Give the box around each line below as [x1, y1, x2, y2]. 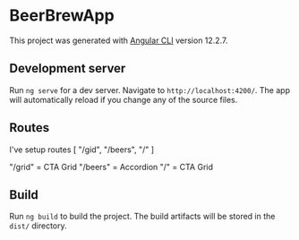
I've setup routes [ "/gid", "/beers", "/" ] [9, 144, 155, 155]
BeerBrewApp [9, 5, 115, 26]
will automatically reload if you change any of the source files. [9, 94, 238, 105]
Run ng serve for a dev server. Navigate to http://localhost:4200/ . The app [9, 84, 291, 95]
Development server [9, 61, 126, 76]
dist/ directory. [9, 220, 67, 231]
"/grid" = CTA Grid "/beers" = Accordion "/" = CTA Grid [9, 161, 213, 172]
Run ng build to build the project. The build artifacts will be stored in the [9, 211, 276, 222]
